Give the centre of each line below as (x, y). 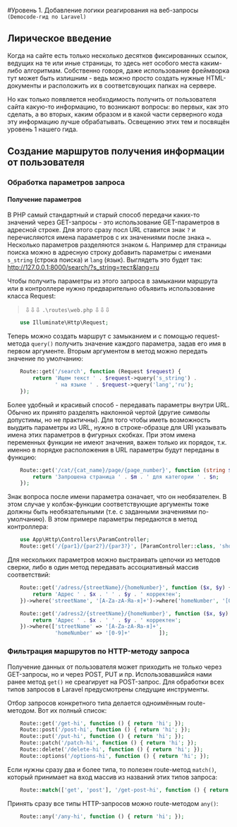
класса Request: (32, 296)
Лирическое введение (60, 38)
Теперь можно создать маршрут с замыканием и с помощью (101, 336)
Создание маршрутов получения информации (116, 151)
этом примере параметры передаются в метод (126, 519)
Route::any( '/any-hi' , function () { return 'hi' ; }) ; (102, 816)
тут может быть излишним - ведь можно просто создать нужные (106, 78)
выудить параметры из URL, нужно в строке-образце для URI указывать (117, 427)
